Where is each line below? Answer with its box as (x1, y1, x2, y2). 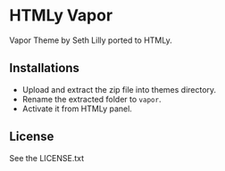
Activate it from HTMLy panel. (21, 103, 132, 114)
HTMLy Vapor (9, 5, 113, 26)
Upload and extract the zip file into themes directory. (21, 84, 217, 94)
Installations (9, 61, 80, 76)
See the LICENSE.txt (9, 152, 85, 163)
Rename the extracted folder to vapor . (21, 94, 162, 104)
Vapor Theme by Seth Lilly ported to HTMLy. (9, 35, 172, 45)
